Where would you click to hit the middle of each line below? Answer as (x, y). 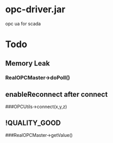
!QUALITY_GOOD (33, 123)
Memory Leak (27, 63)
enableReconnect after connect (56, 94)
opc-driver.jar (35, 9)
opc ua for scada (23, 24)
